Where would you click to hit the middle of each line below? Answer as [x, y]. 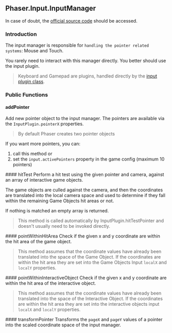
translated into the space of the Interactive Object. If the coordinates [90, 299]
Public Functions [27, 95]
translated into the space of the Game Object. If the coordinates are [89, 257]
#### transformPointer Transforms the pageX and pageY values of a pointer [84, 320]
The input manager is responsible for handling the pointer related [77, 45]
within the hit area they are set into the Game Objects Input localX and [92, 262]
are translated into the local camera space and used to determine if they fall [85, 195]
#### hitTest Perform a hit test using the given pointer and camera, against [85, 174]
